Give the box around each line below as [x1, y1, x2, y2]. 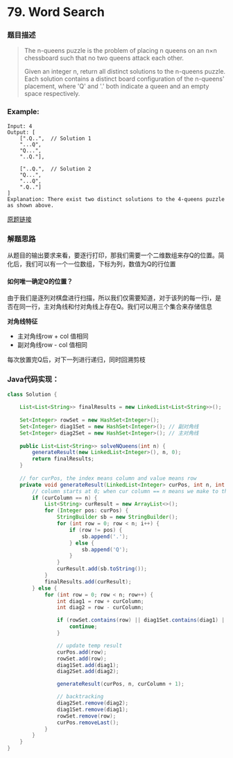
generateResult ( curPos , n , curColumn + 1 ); [56, 681, 185, 688]
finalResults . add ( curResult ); [44, 578, 132, 585]
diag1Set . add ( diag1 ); [56, 661, 119, 668]
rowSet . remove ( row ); [56, 712, 116, 720]
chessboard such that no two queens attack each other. [24, 54, 184, 63]
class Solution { [7, 391, 58, 398]
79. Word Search [7, 4, 105, 20]
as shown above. [7, 202, 54, 209]
